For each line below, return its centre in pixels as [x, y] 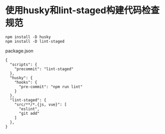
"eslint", [29, 109]
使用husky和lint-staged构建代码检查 [82, 10]
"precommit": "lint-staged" [44, 69]
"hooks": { [26, 82]
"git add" [29, 113]
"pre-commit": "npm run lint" [51, 87]
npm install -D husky [28, 37]
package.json [20, 51]
